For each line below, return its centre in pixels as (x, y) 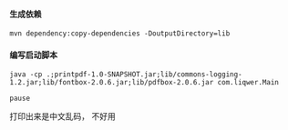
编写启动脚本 (33, 55)
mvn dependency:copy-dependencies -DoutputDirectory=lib (120, 34)
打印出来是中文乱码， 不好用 (62, 116)
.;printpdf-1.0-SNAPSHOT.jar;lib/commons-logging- (144, 75)
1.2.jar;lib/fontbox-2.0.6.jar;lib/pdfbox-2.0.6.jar (112, 83)
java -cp (26, 75)
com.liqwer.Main (248, 83)
